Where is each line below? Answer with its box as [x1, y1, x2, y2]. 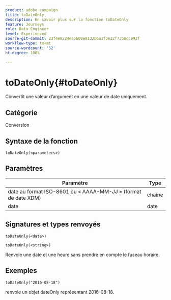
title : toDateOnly [5, 12, 44, 17]
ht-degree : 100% [5, 50, 40, 55]
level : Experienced [5, 31, 47, 36]
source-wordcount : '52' [5, 45, 56, 51]
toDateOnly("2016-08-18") [5, 280, 60, 285]
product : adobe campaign [5, 7, 58, 13]
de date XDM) [8, 194, 42, 201]
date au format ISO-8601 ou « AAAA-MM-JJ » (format [8, 188, 141, 195]
